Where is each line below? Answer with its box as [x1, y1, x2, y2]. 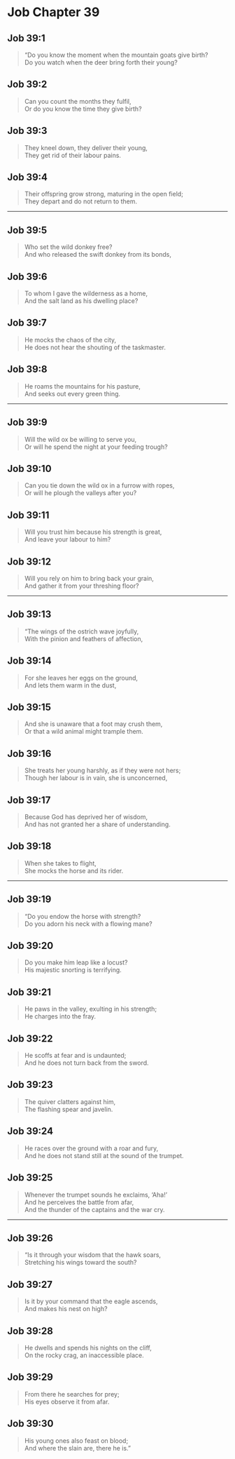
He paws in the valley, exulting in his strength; [24, 1004, 157, 1014]
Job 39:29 [7, 1371, 54, 1383]
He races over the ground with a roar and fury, [24, 1144, 159, 1152]
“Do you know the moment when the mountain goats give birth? [24, 51, 208, 59]
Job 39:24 [7, 1125, 54, 1137]
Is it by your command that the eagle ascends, [24, 1297, 159, 1305]
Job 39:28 [7, 1325, 54, 1337]
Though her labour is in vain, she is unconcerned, [24, 774, 168, 782]
